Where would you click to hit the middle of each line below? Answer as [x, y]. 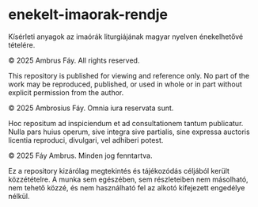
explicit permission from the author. [66, 92]
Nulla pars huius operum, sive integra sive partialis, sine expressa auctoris [129, 132]
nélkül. [19, 196]
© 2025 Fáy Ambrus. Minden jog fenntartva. [80, 155]
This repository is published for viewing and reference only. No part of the [129, 75]
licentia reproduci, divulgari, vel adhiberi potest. [86, 140]
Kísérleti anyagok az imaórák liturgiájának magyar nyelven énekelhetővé [126, 36]
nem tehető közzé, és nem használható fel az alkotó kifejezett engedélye [127, 187]
